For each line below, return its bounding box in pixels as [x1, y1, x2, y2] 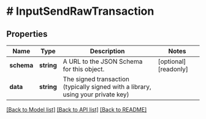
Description [90, 47, 125, 55]
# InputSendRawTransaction [6, 4, 154, 18]
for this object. [63, 65, 105, 73]
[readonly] [158, 65, 188, 73]
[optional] [158, 57, 186, 66]
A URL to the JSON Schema [63, 57, 143, 66]
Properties [6, 29, 48, 39]
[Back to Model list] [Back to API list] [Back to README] [6, 106, 147, 113]
